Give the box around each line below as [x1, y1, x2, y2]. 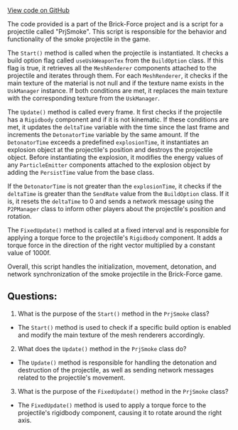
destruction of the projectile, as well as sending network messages [17, 365, 215, 374]
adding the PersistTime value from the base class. [7, 168, 155, 176]
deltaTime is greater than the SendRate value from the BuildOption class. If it [7, 190, 229, 198]
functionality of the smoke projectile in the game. [7, 35, 151, 43]
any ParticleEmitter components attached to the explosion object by [7, 161, 211, 169]
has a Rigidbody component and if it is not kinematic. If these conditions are [7, 115, 229, 124]
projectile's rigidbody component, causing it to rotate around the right [17, 408, 222, 416]
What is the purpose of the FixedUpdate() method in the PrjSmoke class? [17, 387, 229, 395]
